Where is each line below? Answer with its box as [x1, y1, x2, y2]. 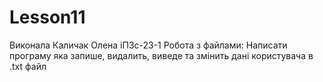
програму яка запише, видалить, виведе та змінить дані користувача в [9, 49, 314, 61]
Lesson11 [9, 6, 86, 29]
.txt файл [9, 60, 47, 72]
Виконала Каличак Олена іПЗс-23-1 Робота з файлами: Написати [9, 39, 288, 51]
